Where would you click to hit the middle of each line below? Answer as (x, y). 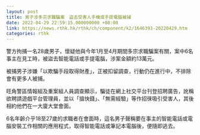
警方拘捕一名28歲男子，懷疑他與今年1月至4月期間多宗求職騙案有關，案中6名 (100, 52)
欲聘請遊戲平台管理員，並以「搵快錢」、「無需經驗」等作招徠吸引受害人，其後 (100, 99)
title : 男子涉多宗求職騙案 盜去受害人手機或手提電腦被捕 (69, 17)
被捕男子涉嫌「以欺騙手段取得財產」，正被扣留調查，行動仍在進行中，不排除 (99, 71)
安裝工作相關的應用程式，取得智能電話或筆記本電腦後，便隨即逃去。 (95, 126)
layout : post (22, 12)
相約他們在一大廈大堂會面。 (40, 106)
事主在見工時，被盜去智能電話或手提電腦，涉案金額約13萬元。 (82, 59)
